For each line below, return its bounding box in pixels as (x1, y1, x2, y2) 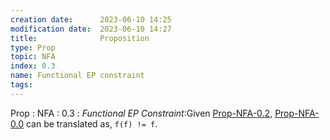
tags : (10, 80, 33, 90)
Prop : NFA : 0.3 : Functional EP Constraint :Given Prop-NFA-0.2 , (10, 107, 273, 119)
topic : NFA (10, 52, 56, 62)
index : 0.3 (10, 61, 56, 71)
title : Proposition (10, 33, 150, 43)
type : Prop (10, 42, 56, 53)
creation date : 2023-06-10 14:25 (10, 14, 172, 25)
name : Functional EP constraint (10, 71, 145, 81)
